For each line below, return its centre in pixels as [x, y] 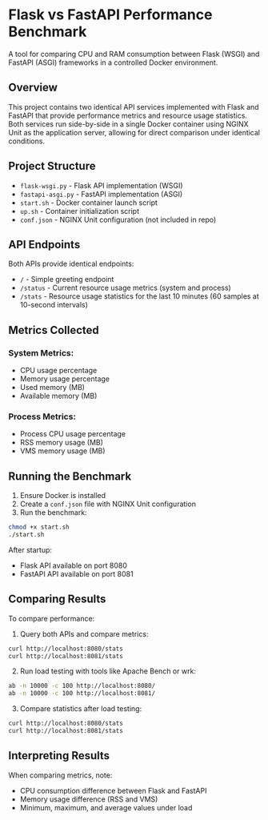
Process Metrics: [42, 416]
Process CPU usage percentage [73, 434]
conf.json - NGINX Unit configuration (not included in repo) [118, 219]
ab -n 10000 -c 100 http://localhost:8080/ [82, 686]
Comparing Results [57, 599]
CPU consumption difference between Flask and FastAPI [113, 790]
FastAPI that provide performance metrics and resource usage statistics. [128, 115]
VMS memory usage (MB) [62, 451]
